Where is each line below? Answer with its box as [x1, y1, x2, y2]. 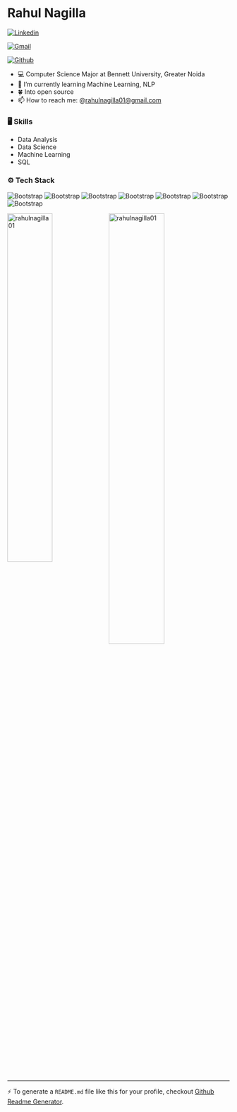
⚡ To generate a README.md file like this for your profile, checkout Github [7, 1087, 214, 1096]
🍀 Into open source [17, 87, 74, 96]
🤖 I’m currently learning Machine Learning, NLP [17, 80, 155, 88]
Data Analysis [17, 136, 58, 144]
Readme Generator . [7, 1097, 64, 1106]
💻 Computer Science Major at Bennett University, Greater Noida [17, 69, 205, 78]
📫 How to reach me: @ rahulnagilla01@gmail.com [17, 95, 162, 104]
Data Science [17, 143, 57, 151]
